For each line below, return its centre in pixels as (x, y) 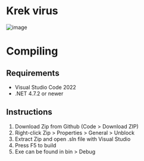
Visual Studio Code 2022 (45, 87)
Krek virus (32, 11)
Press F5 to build (35, 145)
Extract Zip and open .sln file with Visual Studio (73, 139)
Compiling (32, 51)
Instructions (29, 112)
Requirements (33, 73)
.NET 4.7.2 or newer (39, 94)
